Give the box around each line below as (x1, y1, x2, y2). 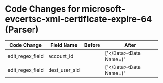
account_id (48, 52, 74, 59)
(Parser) (5, 24, 39, 35)
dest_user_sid (48, 66, 80, 73)
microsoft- (81, 3, 126, 15)
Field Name (50, 41, 78, 48)
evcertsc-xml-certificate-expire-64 (5, 14, 152, 25)
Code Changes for (5, 3, 80, 15)
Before (84, 41, 100, 48)
